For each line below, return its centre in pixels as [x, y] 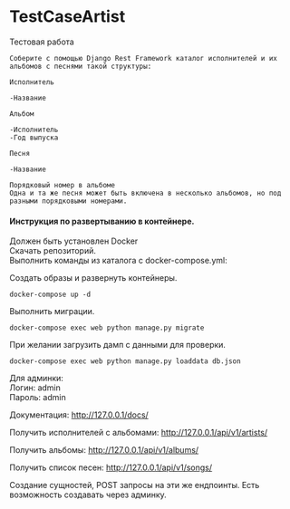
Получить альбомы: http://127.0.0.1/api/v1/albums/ [104, 450]
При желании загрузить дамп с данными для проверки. [118, 345]
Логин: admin [35, 388]
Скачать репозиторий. [53, 251]
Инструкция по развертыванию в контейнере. [102, 221]
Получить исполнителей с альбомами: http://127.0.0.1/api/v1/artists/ [139, 433]
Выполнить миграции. [52, 312]
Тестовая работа [42, 42]
